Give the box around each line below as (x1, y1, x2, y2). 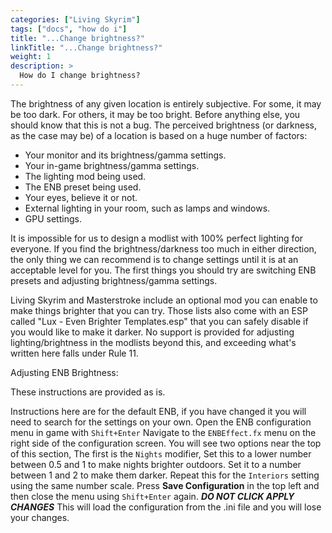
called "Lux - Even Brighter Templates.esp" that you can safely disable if (10, 315, 309, 327)
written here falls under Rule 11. (10, 347, 139, 359)
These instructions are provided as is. (10, 386, 166, 398)
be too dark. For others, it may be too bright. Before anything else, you (10, 108, 301, 120)
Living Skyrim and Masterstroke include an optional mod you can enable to (10, 294, 318, 306)
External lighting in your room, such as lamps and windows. (24, 202, 271, 214)
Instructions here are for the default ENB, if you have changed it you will (10, 405, 307, 417)
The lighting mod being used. (24, 170, 147, 182)
